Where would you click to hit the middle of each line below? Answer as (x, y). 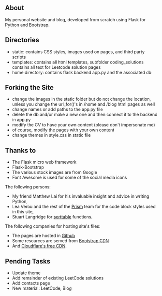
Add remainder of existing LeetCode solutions (58, 278)
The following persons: (28, 187)
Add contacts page (31, 283)
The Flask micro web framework (44, 162)
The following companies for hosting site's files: (53, 226)
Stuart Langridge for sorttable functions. (52, 217)
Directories (22, 40)
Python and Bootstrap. (27, 25)
